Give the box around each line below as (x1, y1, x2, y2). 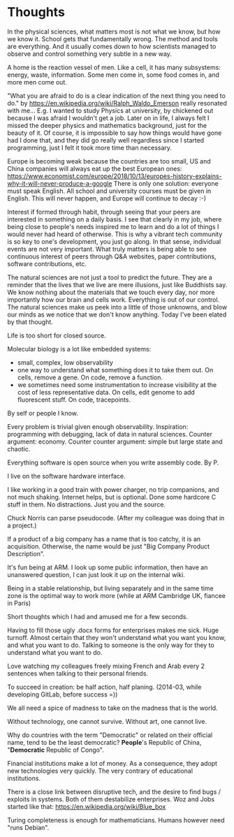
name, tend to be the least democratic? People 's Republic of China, (7, 738, 202, 746)
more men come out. (7, 78, 68, 86)
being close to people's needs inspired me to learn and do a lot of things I (7, 222, 219, 231)
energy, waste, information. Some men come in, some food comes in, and (7, 71, 220, 79)
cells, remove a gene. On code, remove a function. (17, 373, 163, 381)
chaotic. (7, 444, 31, 453)
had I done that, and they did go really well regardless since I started (7, 136, 205, 144)
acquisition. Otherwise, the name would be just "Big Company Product (7, 542, 210, 551)
